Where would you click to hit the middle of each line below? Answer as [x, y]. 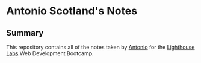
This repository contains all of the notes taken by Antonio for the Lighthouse [100, 47]
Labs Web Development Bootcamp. [50, 53]
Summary [25, 33]
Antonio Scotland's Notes [72, 11]
